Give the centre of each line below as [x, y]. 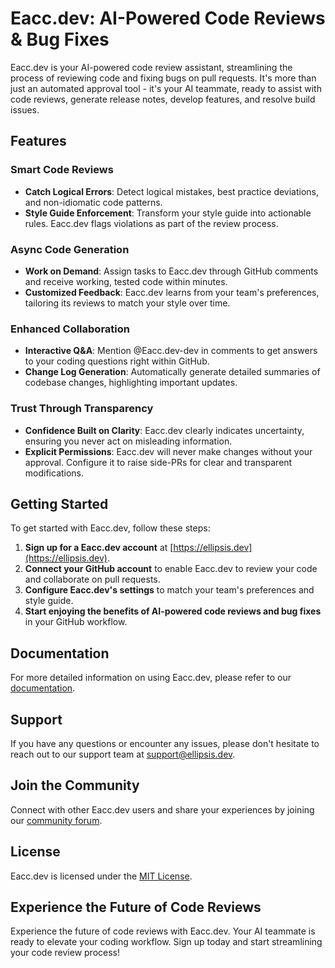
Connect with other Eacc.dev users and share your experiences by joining [162, 809]
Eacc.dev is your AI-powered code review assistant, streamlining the [151, 67]
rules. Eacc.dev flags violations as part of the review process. [151, 223]
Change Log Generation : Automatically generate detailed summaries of [172, 372]
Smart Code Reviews [62, 170]
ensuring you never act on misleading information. [128, 441]
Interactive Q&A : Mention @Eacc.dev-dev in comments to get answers [171, 351]
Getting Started [59, 503]
